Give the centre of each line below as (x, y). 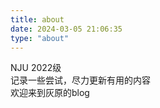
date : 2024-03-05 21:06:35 (66, 29)
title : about (37, 19)
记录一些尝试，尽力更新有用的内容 (80, 80)
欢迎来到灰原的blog (50, 93)
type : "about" (40, 38)
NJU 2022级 (36, 68)
